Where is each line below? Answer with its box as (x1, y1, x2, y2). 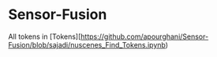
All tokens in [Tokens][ (8, 32, 81, 41)
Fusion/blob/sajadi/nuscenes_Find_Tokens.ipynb (8, 40, 166, 49)
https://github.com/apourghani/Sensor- (80, 32, 209, 41)
